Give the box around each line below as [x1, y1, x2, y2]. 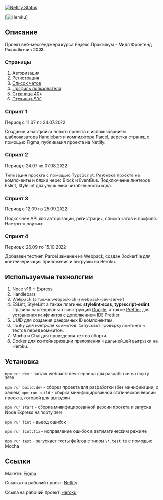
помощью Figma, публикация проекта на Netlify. [5, 139, 106, 145]
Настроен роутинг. [5, 221, 44, 226]
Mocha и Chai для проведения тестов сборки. [12, 333, 108, 339]
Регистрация [12, 75, 40, 81]
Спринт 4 [5, 233, 29, 240]
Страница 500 [12, 96, 42, 102]
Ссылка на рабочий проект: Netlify [5, 479, 78, 485]
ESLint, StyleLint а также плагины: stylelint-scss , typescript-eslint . [12, 301, 151, 307]
